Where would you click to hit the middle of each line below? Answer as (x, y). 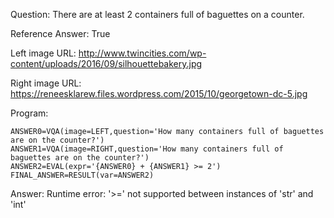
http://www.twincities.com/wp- (142, 53)
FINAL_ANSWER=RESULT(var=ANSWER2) (82, 175)
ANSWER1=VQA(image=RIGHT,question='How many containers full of (147, 149)
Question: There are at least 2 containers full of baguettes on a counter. (157, 14)
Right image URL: (46, 83)
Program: (29, 113)
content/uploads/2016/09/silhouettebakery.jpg (106, 63)
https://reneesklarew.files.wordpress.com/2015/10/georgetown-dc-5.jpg (159, 93)
